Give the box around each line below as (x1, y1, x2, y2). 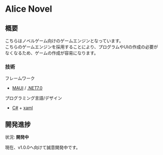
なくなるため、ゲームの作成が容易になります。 (5, 50, 99, 56)
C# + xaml (12, 105, 33, 111)
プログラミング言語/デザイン (5, 95, 62, 101)
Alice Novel (5, 3, 53, 15)
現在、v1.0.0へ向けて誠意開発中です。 (5, 145, 80, 151)
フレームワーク (5, 76, 35, 81)
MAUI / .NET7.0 (12, 85, 43, 91)
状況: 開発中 (5, 134, 29, 140)
